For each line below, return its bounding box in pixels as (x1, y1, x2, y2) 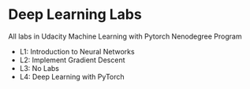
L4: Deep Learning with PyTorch (19, 72, 125, 81)
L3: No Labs (19, 63, 59, 72)
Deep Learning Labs (8, 6, 142, 24)
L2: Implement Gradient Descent (19, 55, 125, 65)
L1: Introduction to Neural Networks (19, 46, 136, 56)
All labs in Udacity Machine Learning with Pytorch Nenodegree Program (8, 32, 242, 41)
